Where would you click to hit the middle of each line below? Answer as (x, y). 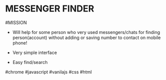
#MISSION (16, 22)
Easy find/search (30, 62)
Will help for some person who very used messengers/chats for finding (86, 32)
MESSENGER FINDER (50, 9)
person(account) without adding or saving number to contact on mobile (87, 37)
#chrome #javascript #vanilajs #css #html (49, 72)
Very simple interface (35, 52)
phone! (20, 42)
